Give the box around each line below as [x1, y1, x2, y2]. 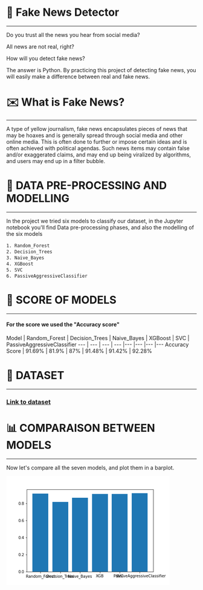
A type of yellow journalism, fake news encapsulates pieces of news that [6, 125, 188, 132]
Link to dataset [6, 397, 51, 406]
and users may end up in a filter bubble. [6, 157, 106, 164]
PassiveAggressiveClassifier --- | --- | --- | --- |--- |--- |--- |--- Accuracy [6, 341, 189, 348]
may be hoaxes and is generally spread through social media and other [6, 132, 183, 139]
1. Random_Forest [6, 243, 50, 249]
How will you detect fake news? [6, 55, 86, 62]
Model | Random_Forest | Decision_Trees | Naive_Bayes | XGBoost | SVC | [6, 334, 190, 341]
